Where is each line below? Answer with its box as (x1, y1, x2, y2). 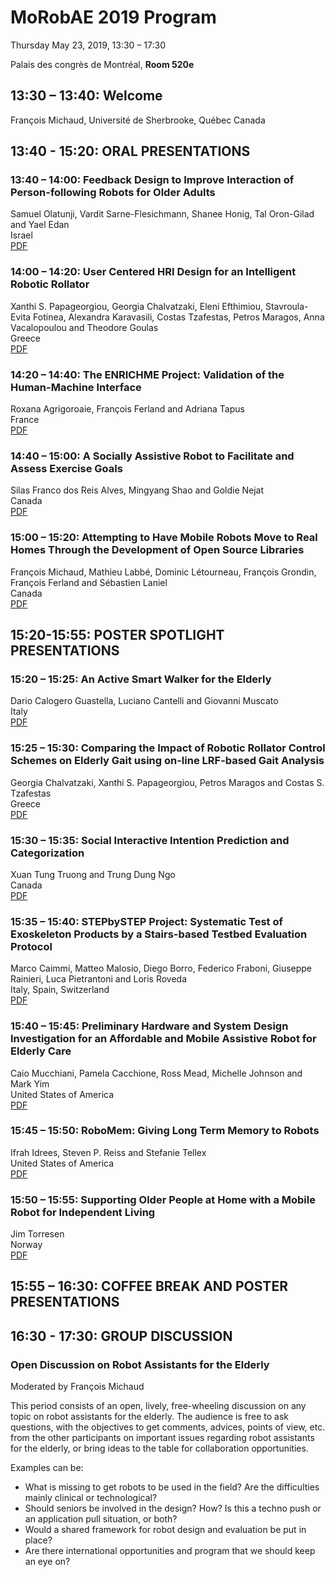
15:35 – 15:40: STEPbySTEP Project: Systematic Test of (10, 914, 283, 928)
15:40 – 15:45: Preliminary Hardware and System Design (10, 1019, 289, 1033)
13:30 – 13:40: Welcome (10, 87, 163, 105)
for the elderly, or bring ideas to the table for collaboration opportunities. (10, 1442, 309, 1455)
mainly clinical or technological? (24, 1492, 158, 1504)
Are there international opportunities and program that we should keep (24, 1545, 316, 1557)
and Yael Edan (10, 219, 70, 231)
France (10, 414, 40, 426)
